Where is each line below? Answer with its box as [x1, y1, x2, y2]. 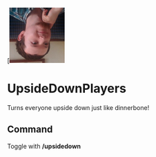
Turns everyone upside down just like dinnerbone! [7, 103, 150, 111]
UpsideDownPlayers [7, 81, 126, 97]
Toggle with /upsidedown [7, 142, 81, 150]
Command [7, 124, 53, 136]
